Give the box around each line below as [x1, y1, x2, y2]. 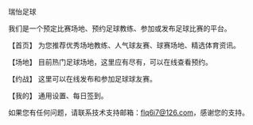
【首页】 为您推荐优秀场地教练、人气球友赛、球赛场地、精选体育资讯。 [8, 40, 240, 50]
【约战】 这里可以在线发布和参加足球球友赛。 [8, 74, 157, 83]
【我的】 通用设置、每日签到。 [8, 91, 108, 100]
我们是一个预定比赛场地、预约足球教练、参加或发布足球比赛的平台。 [8, 24, 232, 33]
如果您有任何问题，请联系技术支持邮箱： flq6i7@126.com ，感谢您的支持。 [8, 108, 249, 117]
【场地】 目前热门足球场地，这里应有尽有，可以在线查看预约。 [8, 58, 212, 66]
